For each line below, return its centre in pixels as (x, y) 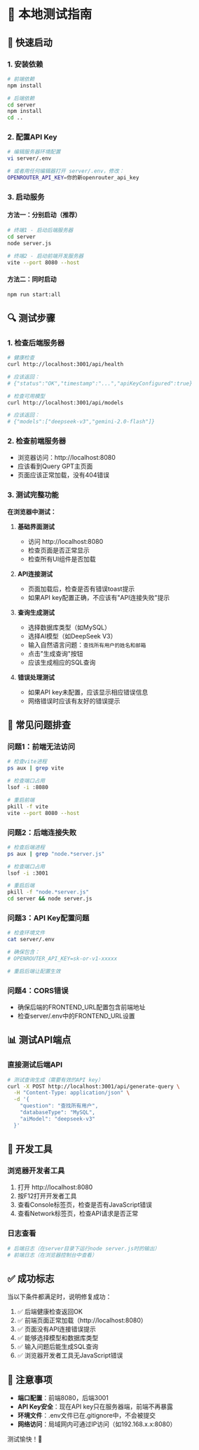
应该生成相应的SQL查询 (62, 662)
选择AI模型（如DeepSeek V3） (72, 636)
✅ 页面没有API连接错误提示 (56, 1329)
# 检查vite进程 (27, 762)
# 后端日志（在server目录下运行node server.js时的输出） (83, 1248)
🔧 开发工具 (30, 1149)
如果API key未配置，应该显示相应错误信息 (88, 692)
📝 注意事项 (30, 1380)
